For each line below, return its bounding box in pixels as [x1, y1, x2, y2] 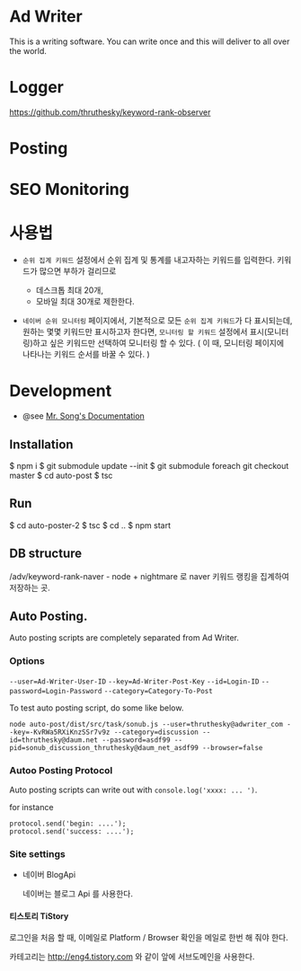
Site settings [9, 847, 66, 860]
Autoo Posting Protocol [9, 764, 113, 776]
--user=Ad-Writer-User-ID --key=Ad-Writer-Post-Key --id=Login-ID [9, 676, 260, 686]
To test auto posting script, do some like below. [9, 702, 184, 713]
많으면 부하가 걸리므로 [39, 266, 117, 277]
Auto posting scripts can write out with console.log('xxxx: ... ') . [9, 784, 258, 795]
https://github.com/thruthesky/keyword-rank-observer [9, 106, 211, 118]
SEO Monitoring [9, 180, 130, 199]
